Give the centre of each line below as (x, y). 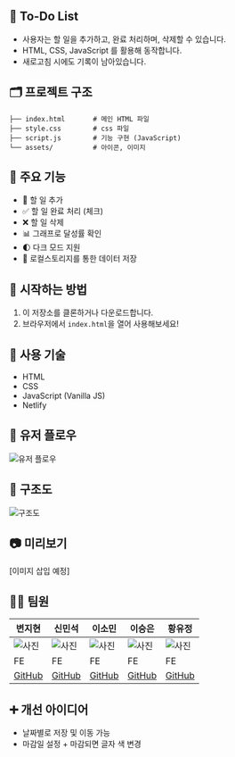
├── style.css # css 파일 (69, 129)
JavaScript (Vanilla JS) (64, 396)
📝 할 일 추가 (43, 200)
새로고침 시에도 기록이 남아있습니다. (84, 61)
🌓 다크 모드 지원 (51, 247)
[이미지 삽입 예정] (40, 570)
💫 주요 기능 (38, 177)
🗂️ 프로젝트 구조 (51, 92)
